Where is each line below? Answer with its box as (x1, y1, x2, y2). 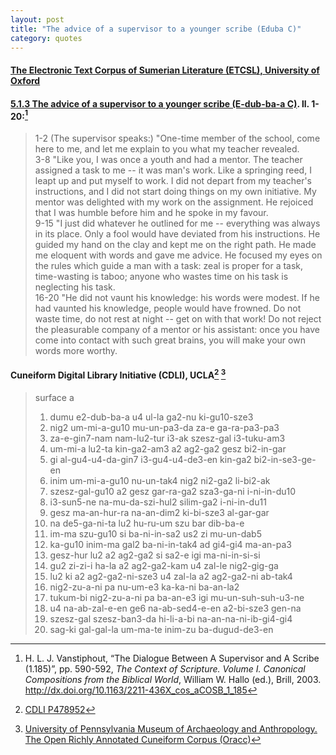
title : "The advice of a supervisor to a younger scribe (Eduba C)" (10, 24, 302, 34)
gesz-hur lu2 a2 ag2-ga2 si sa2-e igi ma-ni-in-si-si (49, 549, 261, 561)
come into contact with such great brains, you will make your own (34, 334, 306, 346)
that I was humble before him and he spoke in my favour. (34, 206, 269, 218)
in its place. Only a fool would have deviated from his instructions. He (34, 227, 321, 240)
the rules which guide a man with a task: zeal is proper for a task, (34, 259, 304, 271)
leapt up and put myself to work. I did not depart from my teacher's (34, 174, 312, 186)
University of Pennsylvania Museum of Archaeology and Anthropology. (24, 722, 318, 735)
